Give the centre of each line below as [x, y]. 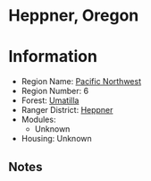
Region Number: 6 [55, 91]
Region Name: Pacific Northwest [81, 82]
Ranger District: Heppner [67, 110]
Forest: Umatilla [50, 100]
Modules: [38, 120]
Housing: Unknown [56, 139]
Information [53, 57]
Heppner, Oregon [74, 16]
